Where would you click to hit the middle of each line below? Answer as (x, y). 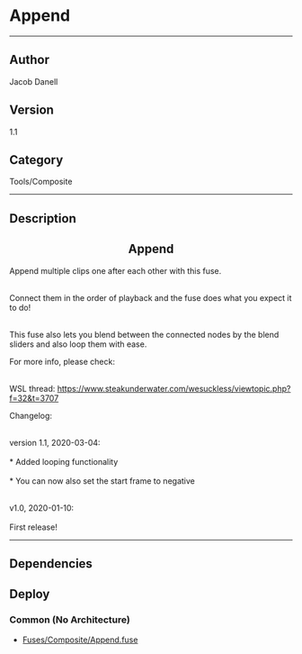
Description (43, 218)
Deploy (30, 594)
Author (29, 60)
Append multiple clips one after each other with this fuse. (115, 270)
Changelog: (31, 415)
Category (36, 160)
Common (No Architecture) (70, 620)
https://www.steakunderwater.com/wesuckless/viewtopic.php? (174, 388)
